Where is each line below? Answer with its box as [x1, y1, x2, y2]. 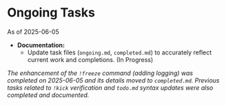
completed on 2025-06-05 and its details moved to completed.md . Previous [7, 76, 220, 84]
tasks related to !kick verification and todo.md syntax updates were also [7, 83, 214, 92]
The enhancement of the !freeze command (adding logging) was [7, 69, 194, 77]
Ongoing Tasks [7, 5, 95, 21]
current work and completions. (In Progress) [27, 55, 154, 63]
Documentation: [17, 41, 65, 49]
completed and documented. [7, 91, 90, 99]
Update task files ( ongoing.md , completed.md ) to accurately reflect [27, 48, 212, 56]
